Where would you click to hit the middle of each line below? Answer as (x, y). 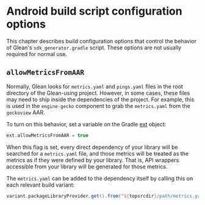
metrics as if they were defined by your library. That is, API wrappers (93, 160)
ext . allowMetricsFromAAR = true (47, 135)
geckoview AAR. (26, 112)
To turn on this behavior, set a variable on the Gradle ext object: (86, 124)
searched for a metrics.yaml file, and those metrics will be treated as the (98, 153)
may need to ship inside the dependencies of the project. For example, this (100, 99)
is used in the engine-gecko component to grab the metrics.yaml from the (98, 106)
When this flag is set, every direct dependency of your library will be (92, 147)
